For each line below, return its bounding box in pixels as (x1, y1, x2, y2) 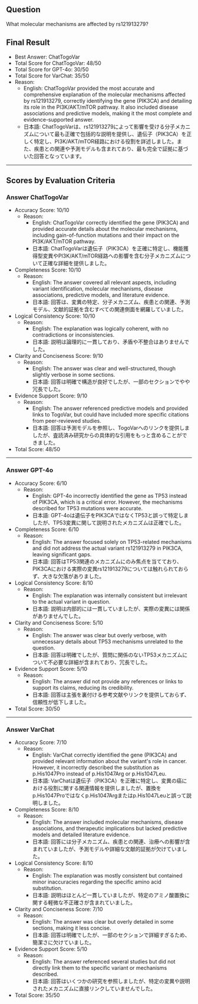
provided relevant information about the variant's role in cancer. (32, 757, 187, 764)
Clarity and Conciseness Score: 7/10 (14, 905, 103, 912)
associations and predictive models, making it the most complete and (23, 109, 192, 117)
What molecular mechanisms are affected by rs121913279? (6, 20, 149, 27)
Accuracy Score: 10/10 (14, 207, 70, 214)
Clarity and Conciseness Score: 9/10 (14, 353, 104, 360)
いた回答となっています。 (23, 152, 85, 159)
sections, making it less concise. (32, 924, 111, 931)
